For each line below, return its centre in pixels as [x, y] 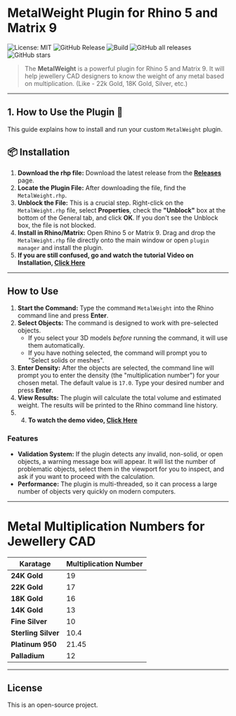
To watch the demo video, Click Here [83, 420]
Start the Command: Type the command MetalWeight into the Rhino [116, 308]
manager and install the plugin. [60, 247]
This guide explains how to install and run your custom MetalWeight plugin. [115, 129]
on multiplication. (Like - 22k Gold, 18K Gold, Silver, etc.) [106, 83]
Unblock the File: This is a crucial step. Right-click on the [100, 203]
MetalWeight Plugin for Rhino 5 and [113, 13]
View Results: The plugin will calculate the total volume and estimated [119, 398]
